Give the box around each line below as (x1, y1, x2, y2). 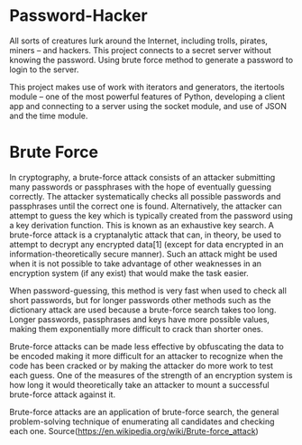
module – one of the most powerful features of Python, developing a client (9, 91, 286, 102)
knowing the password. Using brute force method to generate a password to (9, 54, 294, 65)
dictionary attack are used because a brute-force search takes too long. (9, 304, 277, 315)
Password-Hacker (9, 5, 148, 26)
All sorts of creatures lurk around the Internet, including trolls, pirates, (9, 35, 269, 46)
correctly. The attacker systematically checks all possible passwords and (9, 190, 281, 201)
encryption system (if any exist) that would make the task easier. (9, 267, 250, 278)
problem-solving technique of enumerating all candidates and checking (9, 416, 275, 427)
